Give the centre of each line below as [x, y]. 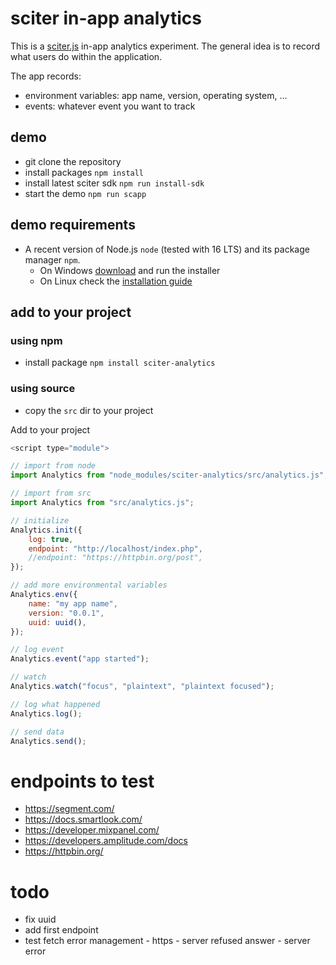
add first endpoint [61, 930]
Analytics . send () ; [48, 741]
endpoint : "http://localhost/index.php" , [115, 548]
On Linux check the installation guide [116, 281]
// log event [37, 650]
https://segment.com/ [69, 809]
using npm [36, 340]
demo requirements [73, 225]
